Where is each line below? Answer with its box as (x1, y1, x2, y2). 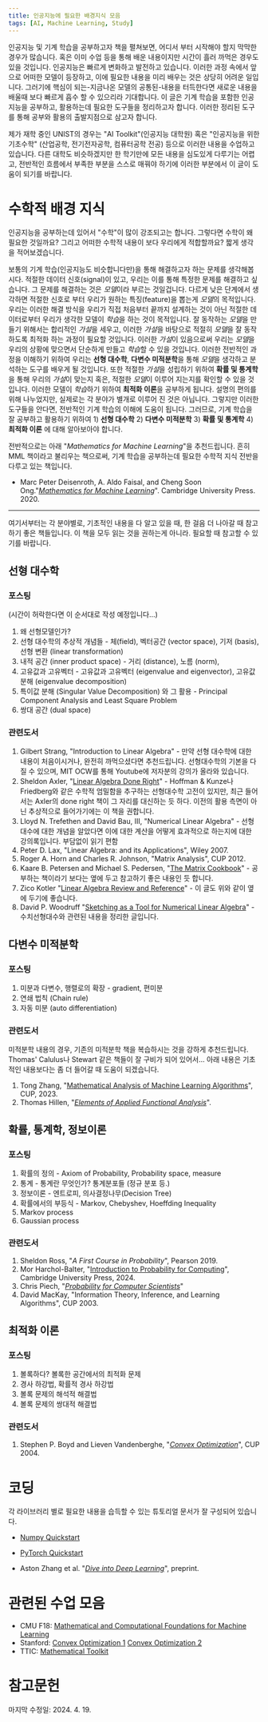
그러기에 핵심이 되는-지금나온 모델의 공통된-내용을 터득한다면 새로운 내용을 (25, 82, 258, 92)
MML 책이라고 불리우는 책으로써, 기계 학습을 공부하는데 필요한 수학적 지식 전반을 (8, 451, 259, 461)
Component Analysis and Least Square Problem (19, 696, 178, 706)
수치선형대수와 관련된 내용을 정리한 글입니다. (19, 912, 160, 921)
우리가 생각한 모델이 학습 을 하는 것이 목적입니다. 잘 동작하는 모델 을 (42, 315, 249, 324)
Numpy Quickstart (19, 1533, 81, 1542)
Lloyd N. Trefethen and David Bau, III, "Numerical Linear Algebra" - (19, 817, 240, 826)
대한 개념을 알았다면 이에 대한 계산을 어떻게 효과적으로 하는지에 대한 (41, 826, 253, 836)
